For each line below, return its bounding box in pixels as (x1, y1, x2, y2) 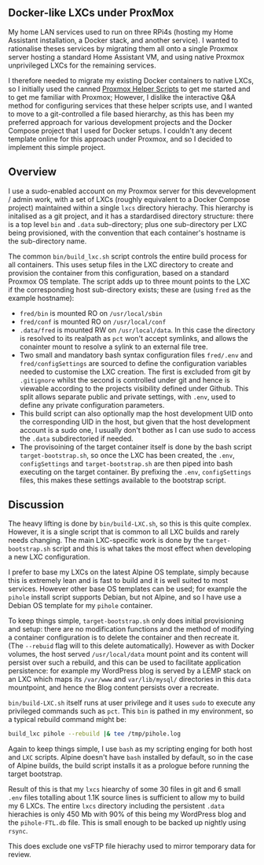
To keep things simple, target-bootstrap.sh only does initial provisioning (8, 616, 244, 625)
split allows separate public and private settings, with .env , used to (19, 392, 236, 401)
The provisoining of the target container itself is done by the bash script (19, 442, 252, 451)
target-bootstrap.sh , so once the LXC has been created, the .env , (19, 450, 235, 460)
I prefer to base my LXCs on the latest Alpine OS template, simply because (8, 567, 249, 577)
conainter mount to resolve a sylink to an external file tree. (19, 342, 208, 351)
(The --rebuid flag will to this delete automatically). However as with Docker (8, 641, 255, 651)
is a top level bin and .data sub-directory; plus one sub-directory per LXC (8, 219, 247, 229)
